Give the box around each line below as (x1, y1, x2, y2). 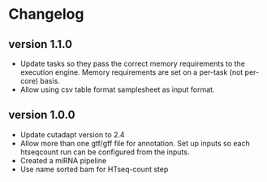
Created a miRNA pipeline (19, 155, 107, 165)
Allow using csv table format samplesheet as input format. (19, 84, 215, 94)
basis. (40, 76, 61, 85)
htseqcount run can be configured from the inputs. (19, 147, 190, 157)
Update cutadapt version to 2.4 (19, 129, 125, 139)
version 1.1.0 (8, 37, 73, 51)
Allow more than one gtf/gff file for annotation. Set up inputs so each (19, 138, 250, 148)
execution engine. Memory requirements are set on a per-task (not (19, 67, 243, 77)
